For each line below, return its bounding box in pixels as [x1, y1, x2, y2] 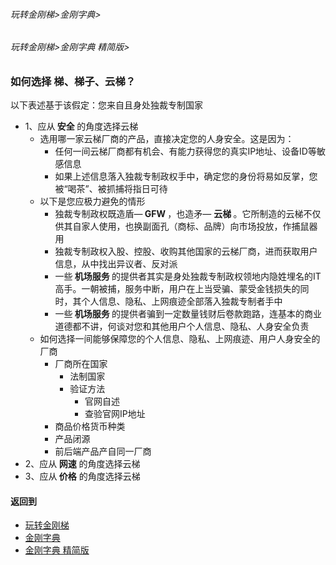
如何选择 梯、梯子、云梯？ [10, 74, 137, 88]
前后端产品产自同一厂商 [54, 445, 152, 458]
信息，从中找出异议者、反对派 [54, 258, 178, 270]
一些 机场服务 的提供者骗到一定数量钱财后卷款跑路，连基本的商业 [54, 308, 323, 320]
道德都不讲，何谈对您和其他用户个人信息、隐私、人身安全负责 [54, 320, 310, 333]
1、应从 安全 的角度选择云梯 [24, 120, 139, 133]
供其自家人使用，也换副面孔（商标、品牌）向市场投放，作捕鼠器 [54, 220, 318, 233]
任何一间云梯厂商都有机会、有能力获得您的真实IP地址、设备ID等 [54, 145, 317, 158]
